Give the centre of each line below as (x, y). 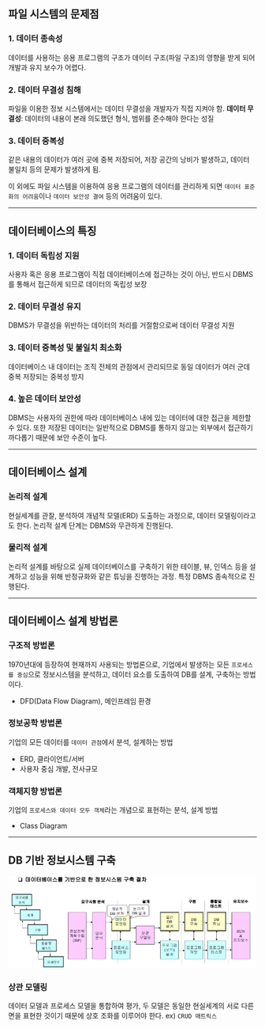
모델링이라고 (237, 515)
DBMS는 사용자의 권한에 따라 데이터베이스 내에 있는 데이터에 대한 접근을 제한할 (130, 417)
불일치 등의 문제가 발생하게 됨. (54, 169)
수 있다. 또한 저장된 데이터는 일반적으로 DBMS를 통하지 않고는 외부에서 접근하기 (131, 427)
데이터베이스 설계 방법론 (63, 621)
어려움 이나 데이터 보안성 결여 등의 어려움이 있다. (93, 196)
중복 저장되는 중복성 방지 (46, 376)
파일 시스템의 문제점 (54, 14)
